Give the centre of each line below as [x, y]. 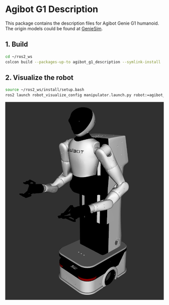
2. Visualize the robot [39, 77]
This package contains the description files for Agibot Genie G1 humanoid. [82, 23]
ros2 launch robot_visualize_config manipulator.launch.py [68, 95]
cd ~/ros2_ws [19, 56]
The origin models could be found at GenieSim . [54, 28]
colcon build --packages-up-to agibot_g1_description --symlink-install [83, 62]
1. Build [17, 45]
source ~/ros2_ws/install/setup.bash [45, 90]
